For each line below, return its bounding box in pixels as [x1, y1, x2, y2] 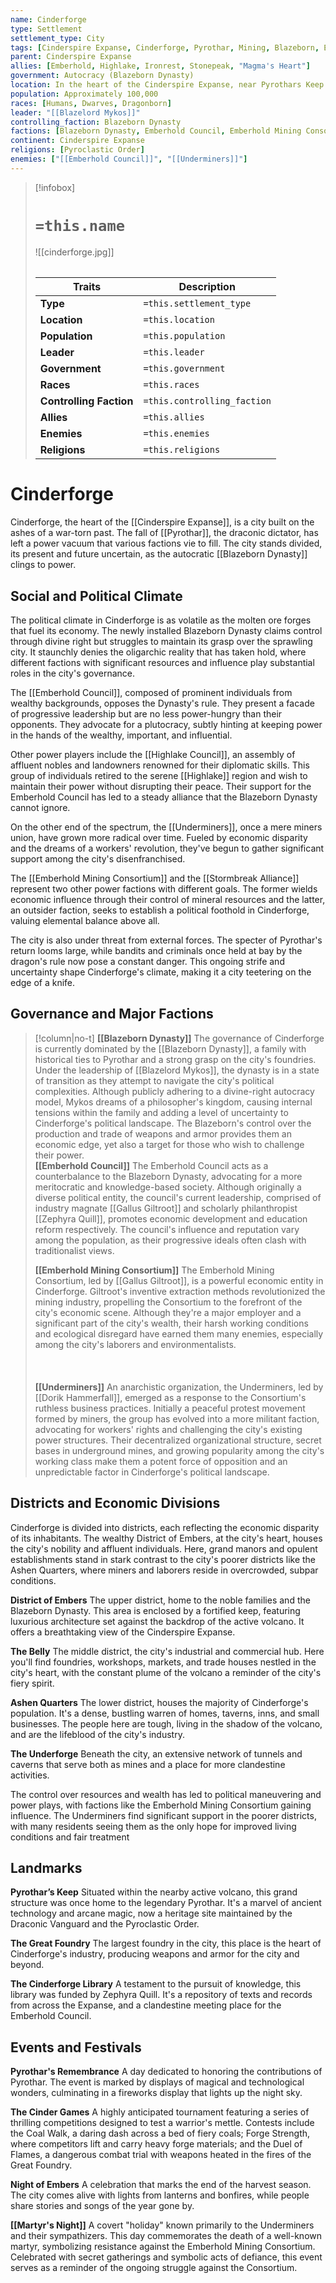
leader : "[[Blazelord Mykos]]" [10, 107, 141, 118]
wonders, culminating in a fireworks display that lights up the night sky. [10, 2087, 303, 2099]
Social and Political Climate [10, 587, 183, 605]
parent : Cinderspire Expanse [10, 52, 132, 62]
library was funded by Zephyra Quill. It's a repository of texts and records [10, 1989, 313, 2001]
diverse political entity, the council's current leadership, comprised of [34, 1191, 322, 1203]
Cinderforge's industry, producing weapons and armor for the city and [10, 1948, 300, 1960]
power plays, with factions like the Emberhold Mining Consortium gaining [10, 1799, 312, 1811]
